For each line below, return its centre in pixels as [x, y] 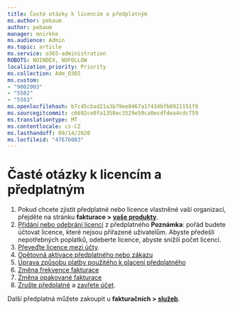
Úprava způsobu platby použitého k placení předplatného [102, 262]
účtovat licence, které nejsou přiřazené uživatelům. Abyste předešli [116, 232]
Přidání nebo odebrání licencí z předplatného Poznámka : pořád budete [121, 225]
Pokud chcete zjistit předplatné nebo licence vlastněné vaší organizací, [121, 210]
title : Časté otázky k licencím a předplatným [77, 14]
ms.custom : [23, 80]
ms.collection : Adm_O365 [44, 73]
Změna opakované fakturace [60, 277]
